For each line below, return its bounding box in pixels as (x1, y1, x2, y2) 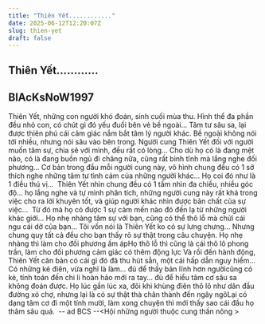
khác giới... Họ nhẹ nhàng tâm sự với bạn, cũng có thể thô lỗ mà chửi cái (8, 213, 245, 223)
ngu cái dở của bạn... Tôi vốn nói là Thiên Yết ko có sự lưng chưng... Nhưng (8, 222, 255, 231)
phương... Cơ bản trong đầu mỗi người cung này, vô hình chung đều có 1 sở (8, 163, 255, 172)
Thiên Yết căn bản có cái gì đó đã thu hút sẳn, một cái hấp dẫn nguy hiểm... (8, 256, 256, 266)
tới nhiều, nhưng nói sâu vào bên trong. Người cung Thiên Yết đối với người (8, 137, 254, 147)
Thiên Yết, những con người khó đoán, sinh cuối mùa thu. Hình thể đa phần (8, 112, 254, 121)
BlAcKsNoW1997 (8, 91, 94, 105)
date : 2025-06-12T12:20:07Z (8, 19, 102, 27)
